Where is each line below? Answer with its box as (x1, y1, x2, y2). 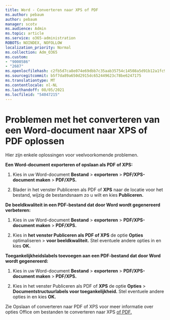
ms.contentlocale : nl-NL (5, 82, 58, 87)
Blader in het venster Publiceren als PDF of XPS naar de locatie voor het (12, 187, 163, 193)
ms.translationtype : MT (5, 78, 56, 83)
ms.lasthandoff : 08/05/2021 (5, 87, 65, 93)
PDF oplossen (5, 135, 65, 147)
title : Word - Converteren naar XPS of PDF (5, 7, 99, 13)
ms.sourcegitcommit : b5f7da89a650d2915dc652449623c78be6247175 (5, 73, 142, 78)
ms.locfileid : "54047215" (5, 92, 60, 97)
